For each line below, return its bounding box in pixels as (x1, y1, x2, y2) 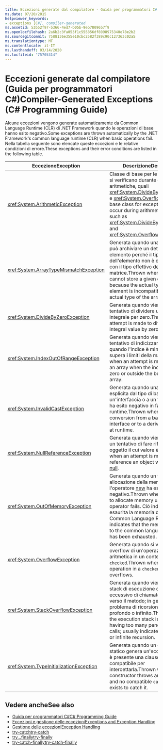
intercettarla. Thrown (109, 666, 156, 673)
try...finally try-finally (12, 734, 53, 740)
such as (109, 213, 128, 220)
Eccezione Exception (32, 163, 81, 169)
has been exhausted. (109, 533, 157, 540)
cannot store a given (109, 276, 156, 282)
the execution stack (109, 616, 154, 622)
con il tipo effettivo (109, 263, 152, 270)
